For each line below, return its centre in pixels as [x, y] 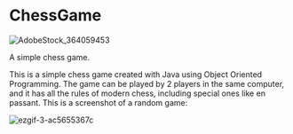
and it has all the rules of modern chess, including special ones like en [138, 93]
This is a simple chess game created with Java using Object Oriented [136, 74]
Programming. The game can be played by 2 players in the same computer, [147, 83]
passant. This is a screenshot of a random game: [99, 102]
